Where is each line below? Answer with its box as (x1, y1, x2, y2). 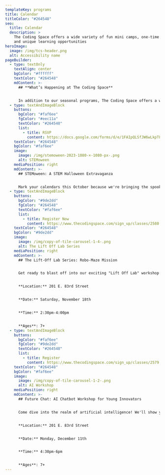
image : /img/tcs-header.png (9, 48, 67, 53)
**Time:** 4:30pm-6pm (18, 449, 63, 454)
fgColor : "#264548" (18, 203, 58, 208)
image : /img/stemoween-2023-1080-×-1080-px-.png (18, 153, 120, 158)
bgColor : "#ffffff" (14, 71, 54, 76)
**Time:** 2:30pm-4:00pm (18, 310, 69, 315)
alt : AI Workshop (18, 383, 54, 388)
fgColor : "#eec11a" (18, 117, 58, 121)
